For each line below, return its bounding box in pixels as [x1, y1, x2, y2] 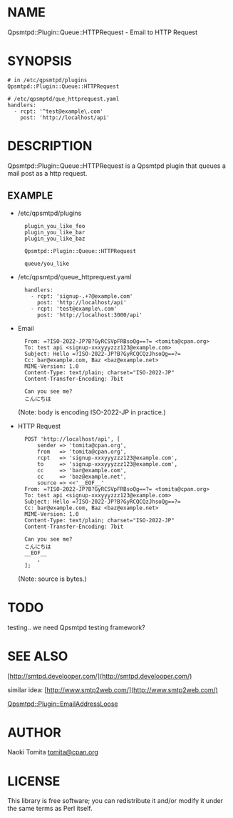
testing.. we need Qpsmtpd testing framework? [7, 623, 146, 632]
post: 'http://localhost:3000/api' [36, 311, 143, 319]
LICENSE [7, 773, 61, 789]
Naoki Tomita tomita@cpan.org [7, 748, 98, 757]
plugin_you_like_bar [24, 229, 86, 236]
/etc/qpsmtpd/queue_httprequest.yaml [17, 272, 132, 281]
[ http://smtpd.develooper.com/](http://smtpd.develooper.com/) [7, 672, 192, 680]
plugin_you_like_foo [24, 222, 86, 229]
